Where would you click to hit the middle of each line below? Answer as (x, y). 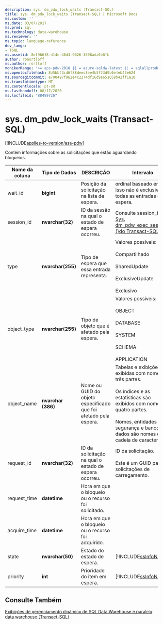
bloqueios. (16, 158)
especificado (96, 404)
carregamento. (132, 475)
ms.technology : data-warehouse (37, 32)
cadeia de (127, 440)
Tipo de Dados (59, 173)
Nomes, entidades (136, 422)
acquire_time (22, 531)
